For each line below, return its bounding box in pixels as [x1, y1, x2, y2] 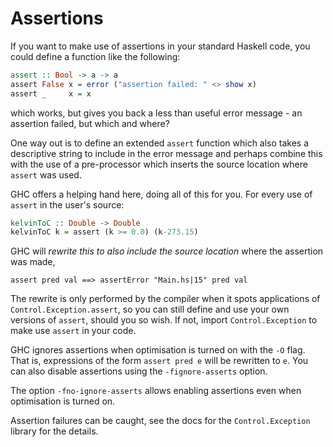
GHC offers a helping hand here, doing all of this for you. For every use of [10, 188, 313, 200]
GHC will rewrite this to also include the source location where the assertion [10, 245, 324, 257]
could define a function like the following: [10, 50, 181, 62]
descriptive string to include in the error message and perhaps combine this [10, 147, 323, 159]
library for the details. [10, 425, 99, 437]
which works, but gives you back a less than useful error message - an [10, 107, 303, 119]
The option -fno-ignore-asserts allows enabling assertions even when [10, 385, 302, 397]
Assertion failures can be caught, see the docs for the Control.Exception [10, 415, 311, 427]
